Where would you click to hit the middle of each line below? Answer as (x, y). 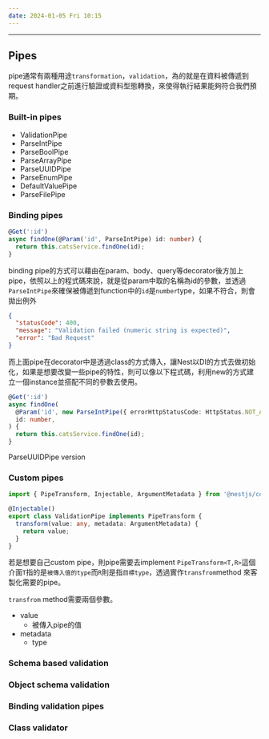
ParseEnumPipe (46, 177)
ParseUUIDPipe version (47, 457)
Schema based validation (59, 664)
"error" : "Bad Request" (55, 338)
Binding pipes (36, 215)
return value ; (46, 531)
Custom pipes (36, 478)
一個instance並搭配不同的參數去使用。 (78, 382)
